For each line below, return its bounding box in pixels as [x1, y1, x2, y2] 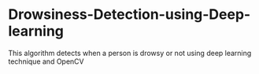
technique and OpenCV [8, 57, 84, 66]
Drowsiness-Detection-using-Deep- [8, 6, 251, 24]
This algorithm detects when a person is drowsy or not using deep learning [8, 48, 252, 57]
